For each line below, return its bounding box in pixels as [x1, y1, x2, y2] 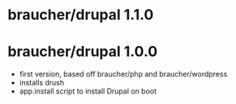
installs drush [19, 78, 65, 88]
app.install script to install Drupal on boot [19, 86, 157, 96]
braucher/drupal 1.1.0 [7, 6, 154, 24]
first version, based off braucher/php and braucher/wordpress [19, 69, 228, 79]
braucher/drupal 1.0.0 [7, 43, 158, 61]
